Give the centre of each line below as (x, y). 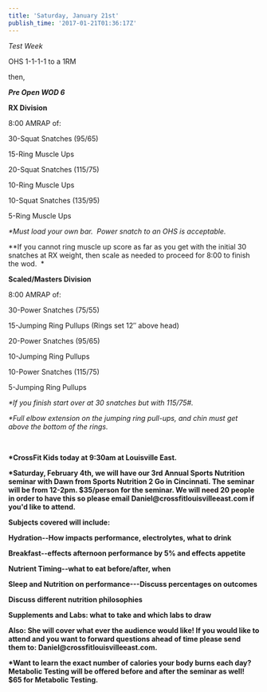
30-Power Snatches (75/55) (54, 310)
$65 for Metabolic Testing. (53, 679)
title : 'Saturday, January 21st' (64, 16)
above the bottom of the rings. (58, 427)
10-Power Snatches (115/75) (54, 372)
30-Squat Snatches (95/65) (53, 138)
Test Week (26, 45)
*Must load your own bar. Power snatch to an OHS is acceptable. (117, 231)
